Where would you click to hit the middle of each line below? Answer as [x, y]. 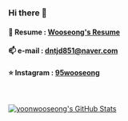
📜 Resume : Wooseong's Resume [64, 32]
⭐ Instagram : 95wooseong [54, 72]
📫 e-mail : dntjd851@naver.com [63, 50]
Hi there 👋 [28, 13]
